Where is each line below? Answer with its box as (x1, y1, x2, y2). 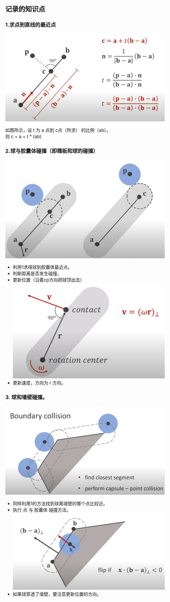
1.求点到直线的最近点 (5, 21, 56, 28)
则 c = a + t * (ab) (5, 133, 42, 139)
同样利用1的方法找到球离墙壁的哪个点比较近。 (12, 500, 108, 507)
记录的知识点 (5, 5, 46, 14)
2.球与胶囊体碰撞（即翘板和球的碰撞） (5, 147, 99, 154)
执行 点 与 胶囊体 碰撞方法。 (12, 507, 71, 513)
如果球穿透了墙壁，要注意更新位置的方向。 (12, 591, 102, 597)
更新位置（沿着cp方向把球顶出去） (12, 277, 85, 283)
